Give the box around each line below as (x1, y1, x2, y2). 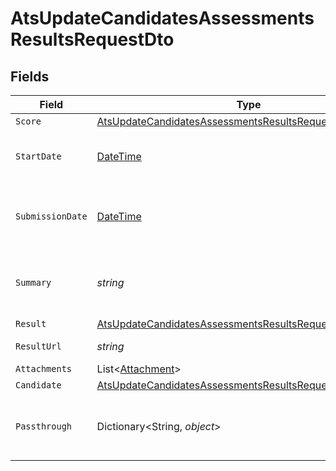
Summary (15, 277, 52, 288)
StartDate (15, 151, 62, 162)
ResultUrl (15, 341, 62, 352)
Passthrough (15, 421, 73, 432)
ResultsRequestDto (10, 28, 175, 51)
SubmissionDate (15, 211, 88, 222)
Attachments (15, 363, 73, 374)
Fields (10, 68, 50, 85)
